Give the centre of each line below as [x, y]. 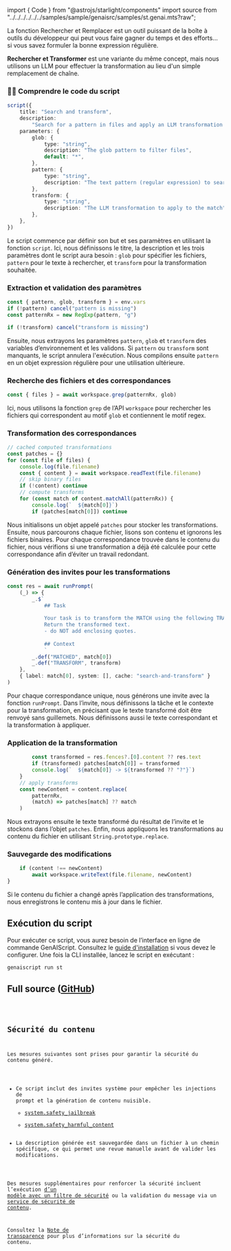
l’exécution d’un [32, 1190]
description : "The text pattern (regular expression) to [127, 182]
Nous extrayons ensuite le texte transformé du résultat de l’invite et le [106, 822]
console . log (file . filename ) [59, 466]
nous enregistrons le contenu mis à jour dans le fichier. [85, 902]
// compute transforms [52, 493]
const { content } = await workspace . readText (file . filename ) [110, 473]
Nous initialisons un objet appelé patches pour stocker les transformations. [113, 524]
